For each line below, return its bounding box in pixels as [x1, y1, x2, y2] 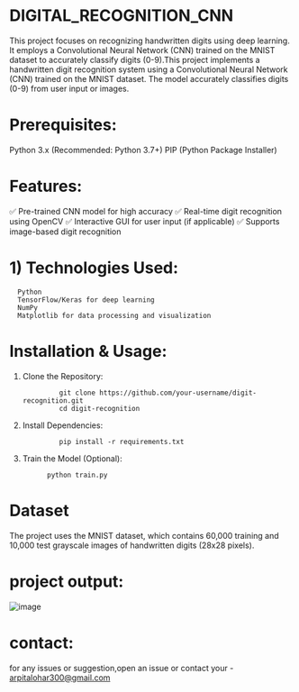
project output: [9, 571, 124, 591]
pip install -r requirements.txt [59, 437, 185, 446]
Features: [9, 177, 83, 196]
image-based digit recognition [9, 226, 122, 237]
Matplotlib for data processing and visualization [17, 311, 212, 320]
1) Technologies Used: [9, 258, 178, 278]
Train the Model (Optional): [22, 452, 123, 464]
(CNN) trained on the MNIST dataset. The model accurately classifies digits [9, 73, 289, 84]
